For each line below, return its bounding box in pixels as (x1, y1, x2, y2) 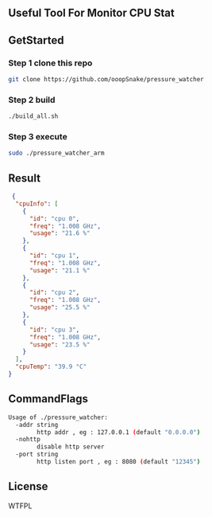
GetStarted (8, 33, 64, 47)
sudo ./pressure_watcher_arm (8, 149, 105, 158)
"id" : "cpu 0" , (29, 214, 80, 222)
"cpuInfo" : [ (15, 199, 59, 208)
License (8, 480, 48, 493)
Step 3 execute (8, 131, 67, 143)
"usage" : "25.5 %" (29, 304, 91, 311)
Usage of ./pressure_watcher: (8, 413, 109, 421)
